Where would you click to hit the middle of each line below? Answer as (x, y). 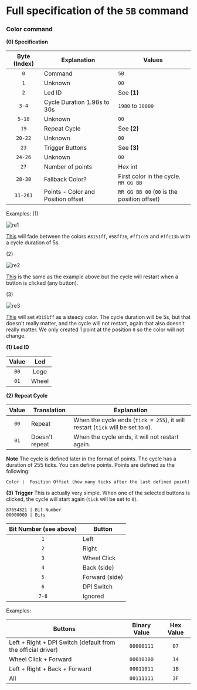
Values (153, 60)
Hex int (128, 167)
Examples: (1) (22, 214)
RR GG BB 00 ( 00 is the (148, 192)
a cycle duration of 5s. (33, 243)
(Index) (23, 64)
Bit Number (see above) (43, 529)
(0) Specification (27, 42)
